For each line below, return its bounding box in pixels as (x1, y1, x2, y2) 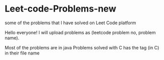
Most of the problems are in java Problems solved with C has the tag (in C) (5, 44, 159, 50)
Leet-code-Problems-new (5, 3, 117, 15)
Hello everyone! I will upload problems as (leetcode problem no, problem (5, 29, 156, 35)
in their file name (5, 50, 40, 56)
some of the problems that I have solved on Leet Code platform (5, 20, 137, 26)
